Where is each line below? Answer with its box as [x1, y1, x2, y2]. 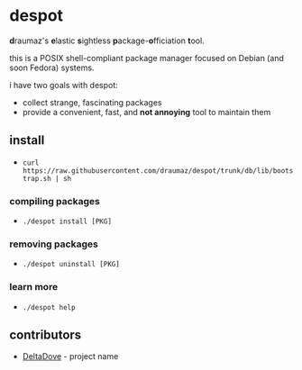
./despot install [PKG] [22, 217, 113, 226]
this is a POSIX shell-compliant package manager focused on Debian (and [9, 52, 284, 63]
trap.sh [22, 174, 51, 183]
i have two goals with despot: [9, 79, 119, 90]
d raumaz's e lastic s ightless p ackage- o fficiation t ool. [9, 35, 205, 46]
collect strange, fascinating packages [22, 96, 162, 108]
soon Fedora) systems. [9, 62, 95, 73]
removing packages [9, 238, 99, 250]
